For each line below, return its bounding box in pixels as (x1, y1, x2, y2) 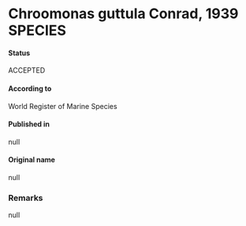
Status (8, 48, 31, 58)
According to (8, 84, 52, 93)
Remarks (8, 192, 43, 203)
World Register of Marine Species (8, 101, 117, 111)
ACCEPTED (8, 66, 46, 75)
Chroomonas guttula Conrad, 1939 (8, 5, 239, 23)
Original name (8, 155, 55, 164)
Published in (8, 119, 50, 129)
